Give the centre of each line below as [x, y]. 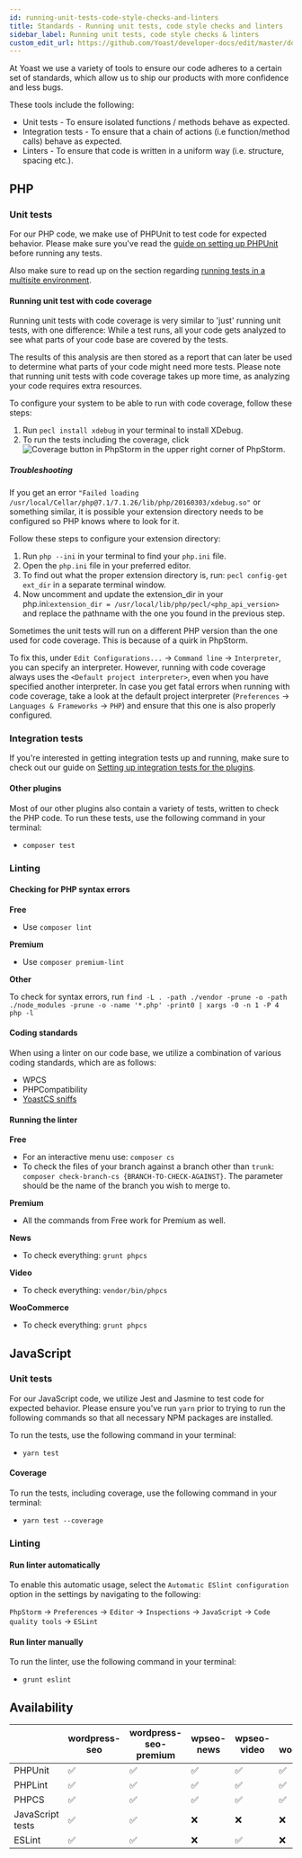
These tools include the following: [72, 105]
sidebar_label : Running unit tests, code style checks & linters [134, 34]
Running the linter [44, 1120]
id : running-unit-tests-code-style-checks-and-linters [114, 18]
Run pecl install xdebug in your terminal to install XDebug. [133, 430]
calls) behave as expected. [72, 141]
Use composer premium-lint [73, 961]
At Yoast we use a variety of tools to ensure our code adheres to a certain [146, 68]
